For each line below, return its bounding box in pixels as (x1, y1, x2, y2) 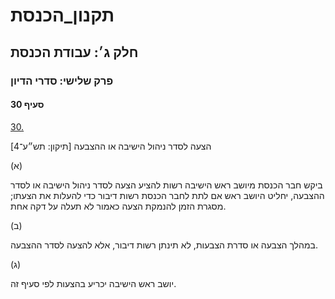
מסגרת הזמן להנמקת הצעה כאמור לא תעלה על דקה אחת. (10, 200, 227, 212)
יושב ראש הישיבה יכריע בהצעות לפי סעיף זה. (10, 277, 177, 289)
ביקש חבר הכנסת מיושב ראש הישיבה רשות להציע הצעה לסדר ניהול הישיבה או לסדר (10, 179, 323, 191)
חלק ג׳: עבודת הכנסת (10, 44, 139, 61)
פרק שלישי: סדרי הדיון (10, 74, 114, 88)
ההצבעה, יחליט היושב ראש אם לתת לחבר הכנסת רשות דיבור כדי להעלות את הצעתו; (10, 189, 325, 201)
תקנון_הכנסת (10, 4, 115, 27)
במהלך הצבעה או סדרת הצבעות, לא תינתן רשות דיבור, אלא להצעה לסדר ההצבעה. (10, 239, 318, 251)
